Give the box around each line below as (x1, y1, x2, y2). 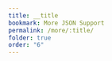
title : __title (8, 11, 59, 20)
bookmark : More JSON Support (8, 19, 105, 27)
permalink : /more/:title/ (8, 26, 94, 34)
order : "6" (8, 41, 44, 49)
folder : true (8, 33, 52, 42)
